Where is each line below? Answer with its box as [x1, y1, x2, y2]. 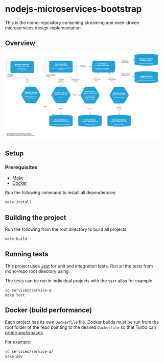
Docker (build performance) [5, 306, 92, 315]
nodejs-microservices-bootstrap [5, 3, 142, 15]
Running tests [5, 250, 49, 258]
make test [5, 292, 25, 297]
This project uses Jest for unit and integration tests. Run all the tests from [5, 263, 153, 269]
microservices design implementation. [5, 24, 82, 30]
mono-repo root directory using [5, 268, 69, 274]
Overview [5, 39, 36, 48]
